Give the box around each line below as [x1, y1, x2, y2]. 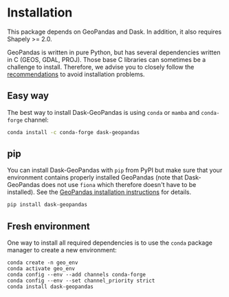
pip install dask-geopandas [7, 201, 88, 208]
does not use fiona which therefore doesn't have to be [41, 181, 197, 189]
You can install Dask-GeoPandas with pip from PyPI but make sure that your [7, 166, 223, 175]
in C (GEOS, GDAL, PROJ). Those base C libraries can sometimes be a [7, 55, 206, 63]
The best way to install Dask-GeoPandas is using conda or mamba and [7, 108, 200, 116]
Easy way [7, 90, 50, 102]
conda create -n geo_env [7, 259, 78, 266]
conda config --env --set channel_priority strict [7, 277, 155, 285]
